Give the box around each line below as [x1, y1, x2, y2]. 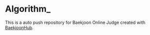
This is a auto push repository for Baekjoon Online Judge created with [5, 19, 146, 25]
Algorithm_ [5, 3, 51, 15]
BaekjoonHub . [5, 24, 34, 30]
